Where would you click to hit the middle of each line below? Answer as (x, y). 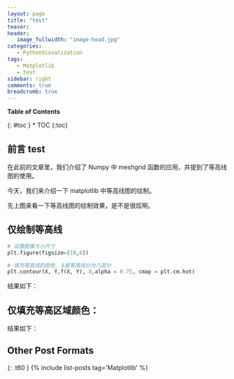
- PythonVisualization (49, 53)
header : (19, 33)
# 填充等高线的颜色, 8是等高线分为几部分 (59, 265)
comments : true (29, 85)
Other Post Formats (51, 351)
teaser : (19, 27)
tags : (15, 59)
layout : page (26, 14)
